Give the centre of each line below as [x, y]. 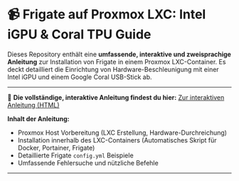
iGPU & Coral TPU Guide [79, 35]
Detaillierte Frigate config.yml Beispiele [75, 155]
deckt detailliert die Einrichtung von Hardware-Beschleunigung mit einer [113, 69]
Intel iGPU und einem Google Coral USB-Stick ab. [80, 77]
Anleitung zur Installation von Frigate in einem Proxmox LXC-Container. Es [117, 61]
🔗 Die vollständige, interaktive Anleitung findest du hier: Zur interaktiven [116, 97]
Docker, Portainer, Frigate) [56, 148]
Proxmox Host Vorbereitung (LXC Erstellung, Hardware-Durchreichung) [122, 133]
